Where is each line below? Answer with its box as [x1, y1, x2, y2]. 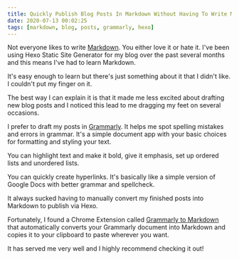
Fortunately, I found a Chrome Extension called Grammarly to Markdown [7, 215, 219, 224]
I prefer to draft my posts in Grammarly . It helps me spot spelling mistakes [7, 123, 224, 131]
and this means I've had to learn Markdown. [7, 58, 137, 67]
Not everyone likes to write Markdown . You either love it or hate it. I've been [7, 43, 230, 52]
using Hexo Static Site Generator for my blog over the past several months [7, 51, 225, 59]
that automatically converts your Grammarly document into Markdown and [7, 223, 225, 232]
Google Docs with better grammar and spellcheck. [7, 180, 155, 189]
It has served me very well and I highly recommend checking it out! [7, 244, 204, 253]
